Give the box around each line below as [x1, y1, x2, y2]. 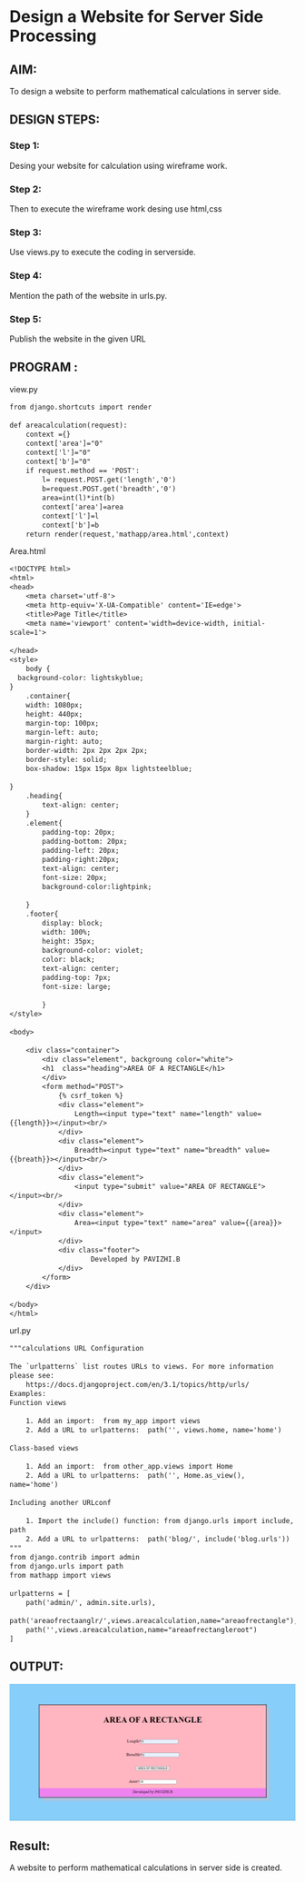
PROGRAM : [9, 360, 79, 375]
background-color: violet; [42, 946, 144, 955]
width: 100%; [42, 927, 92, 936]
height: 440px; [25, 709, 84, 718]
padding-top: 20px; [42, 827, 116, 837]
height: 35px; [42, 936, 95, 946]
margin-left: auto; [25, 728, 100, 737]
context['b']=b [42, 520, 100, 530]
